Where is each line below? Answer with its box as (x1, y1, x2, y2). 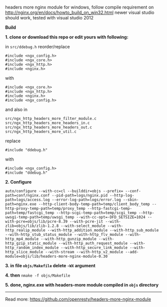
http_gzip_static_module (5, 241, 57, 246)
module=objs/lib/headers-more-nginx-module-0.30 (5, 254, 108, 259)
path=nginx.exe (5, 202, 37, 206)
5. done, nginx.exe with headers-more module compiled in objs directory (5, 282, 159, 288)
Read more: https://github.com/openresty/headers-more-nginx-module (5, 296, 152, 302)
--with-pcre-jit (69, 219, 103, 224)
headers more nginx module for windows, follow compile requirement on (5, 4, 154, 10)
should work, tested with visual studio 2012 (5, 15, 93, 20)
